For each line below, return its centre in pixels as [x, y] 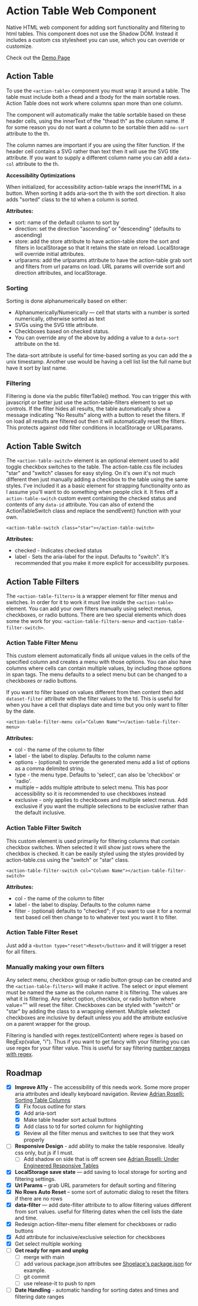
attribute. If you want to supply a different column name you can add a [92, 158]
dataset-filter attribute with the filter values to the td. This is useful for [94, 699]
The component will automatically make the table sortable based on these [96, 114]
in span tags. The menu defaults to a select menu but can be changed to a [97, 675]
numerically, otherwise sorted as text [60, 319]
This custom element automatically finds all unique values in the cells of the [98, 656]
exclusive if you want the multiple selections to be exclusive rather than [102, 806]
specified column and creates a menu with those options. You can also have [99, 662]
